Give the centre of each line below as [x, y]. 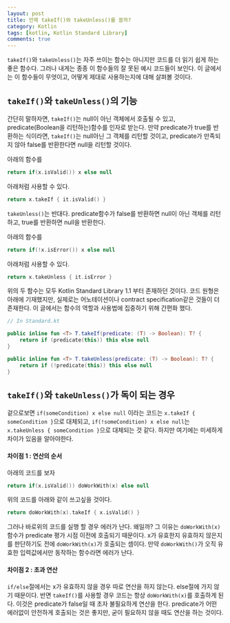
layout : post [26, 13]
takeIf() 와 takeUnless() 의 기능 [72, 101]
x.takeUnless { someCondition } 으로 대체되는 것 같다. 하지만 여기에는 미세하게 [115, 430]
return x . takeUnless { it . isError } [60, 277]
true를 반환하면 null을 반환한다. [63, 222]
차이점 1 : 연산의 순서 [35, 455]
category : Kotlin [32, 26]
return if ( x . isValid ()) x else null [60, 172]
